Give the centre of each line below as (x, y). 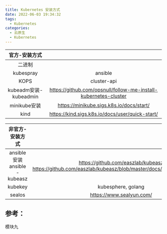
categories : (17, 28)
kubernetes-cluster (104, 96)
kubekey (18, 186)
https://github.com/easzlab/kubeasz (121, 163)
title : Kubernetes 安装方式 (33, 10)
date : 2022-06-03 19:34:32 (33, 14)
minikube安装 (25, 106)
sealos (18, 195)
